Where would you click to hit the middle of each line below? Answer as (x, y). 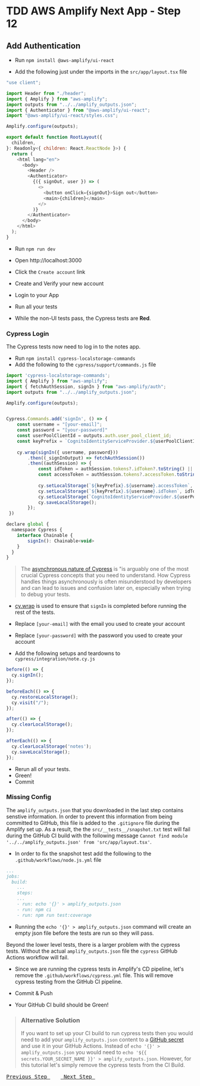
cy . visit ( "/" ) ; (30, 703)
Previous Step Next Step (49, 1077)
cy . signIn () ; (28, 675)
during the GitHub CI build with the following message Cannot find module (97, 836)
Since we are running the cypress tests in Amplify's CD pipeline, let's (99, 969)
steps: (25, 893)
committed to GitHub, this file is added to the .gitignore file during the (93, 822)
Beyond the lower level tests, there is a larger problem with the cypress (93, 944)
